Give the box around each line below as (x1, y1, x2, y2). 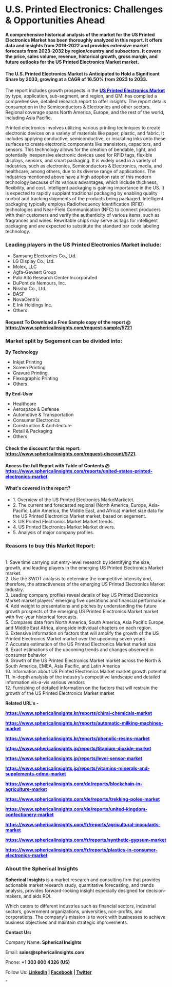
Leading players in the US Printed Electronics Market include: (5, 241, 162, 249)
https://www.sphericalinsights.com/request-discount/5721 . (5, 450, 137, 457)
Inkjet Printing (12, 359, 43, 365)
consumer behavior (5, 652, 47, 658)
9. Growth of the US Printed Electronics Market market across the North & (5, 657, 161, 663)
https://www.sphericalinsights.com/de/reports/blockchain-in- (5, 781, 143, 787)
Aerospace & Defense (12, 406, 60, 412)
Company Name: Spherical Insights (5, 939, 82, 945)
